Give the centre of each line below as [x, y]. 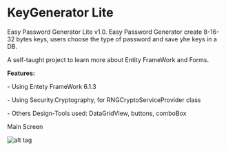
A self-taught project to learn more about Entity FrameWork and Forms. [108, 59]
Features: [21, 73]
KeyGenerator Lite [60, 13]
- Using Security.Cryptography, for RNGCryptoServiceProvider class [104, 100]
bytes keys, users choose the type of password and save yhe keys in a [116, 39]
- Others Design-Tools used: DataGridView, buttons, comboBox [97, 113]
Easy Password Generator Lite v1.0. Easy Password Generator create [105, 32]
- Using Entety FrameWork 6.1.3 [52, 86]
